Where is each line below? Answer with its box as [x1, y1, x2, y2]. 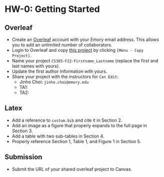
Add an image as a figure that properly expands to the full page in [11, 122, 148, 128]
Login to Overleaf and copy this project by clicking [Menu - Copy [11, 47, 144, 53]
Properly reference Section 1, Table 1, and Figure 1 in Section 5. [11, 138, 142, 144]
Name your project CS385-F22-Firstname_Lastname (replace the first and [11, 58, 159, 63]
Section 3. [11, 128, 33, 134]
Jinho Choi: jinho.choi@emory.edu [19, 79, 89, 85]
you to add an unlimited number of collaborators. [11, 42, 113, 48]
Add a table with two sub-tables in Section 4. [11, 133, 105, 139]
